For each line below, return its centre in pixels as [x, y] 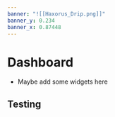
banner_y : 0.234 [31, 21]
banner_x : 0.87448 [34, 27]
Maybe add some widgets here [62, 82]
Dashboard [41, 62]
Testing [24, 104]
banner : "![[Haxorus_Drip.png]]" [56, 14]
